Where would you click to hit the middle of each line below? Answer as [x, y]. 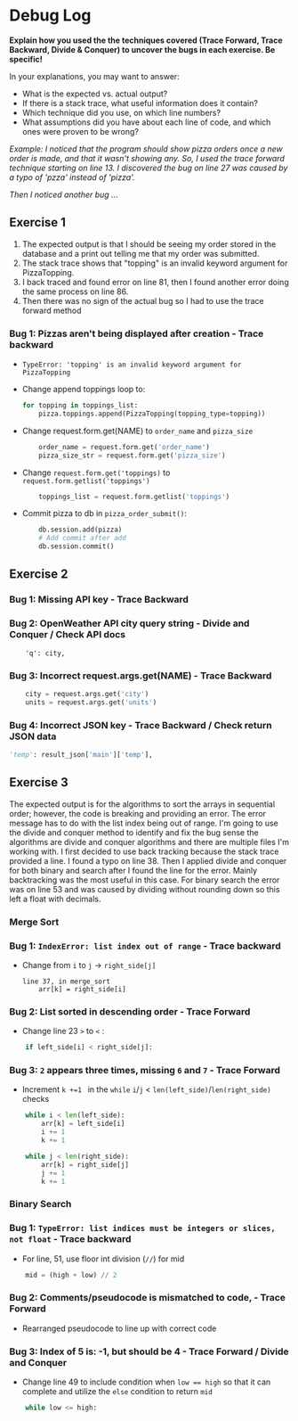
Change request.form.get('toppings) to [96, 472]
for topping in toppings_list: [80, 406]
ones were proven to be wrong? [81, 131]
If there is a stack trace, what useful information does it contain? [140, 103]
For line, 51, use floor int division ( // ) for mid [103, 1259]
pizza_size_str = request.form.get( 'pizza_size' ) [132, 456]
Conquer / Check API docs [68, 635]
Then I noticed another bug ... [64, 194]
